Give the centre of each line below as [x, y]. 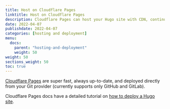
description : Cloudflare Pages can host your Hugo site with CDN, [77, 19]
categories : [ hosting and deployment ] [46, 33]
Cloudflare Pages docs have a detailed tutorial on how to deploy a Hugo [80, 96]
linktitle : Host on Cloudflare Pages [45, 15]
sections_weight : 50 [27, 62]
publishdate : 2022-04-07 [31, 29]
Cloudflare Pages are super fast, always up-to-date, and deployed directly [83, 81]
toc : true [16, 66]
